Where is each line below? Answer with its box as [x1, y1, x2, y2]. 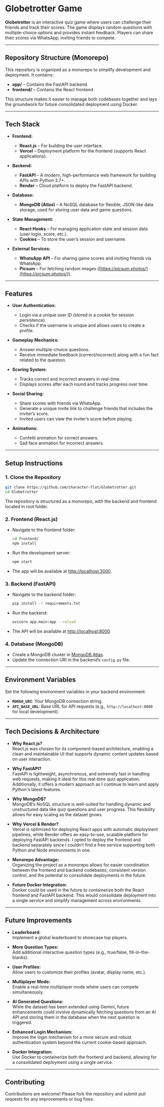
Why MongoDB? [12, 796, 46, 802]
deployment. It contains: [5, 72, 54, 77]
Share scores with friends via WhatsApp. [19, 400, 102, 406]
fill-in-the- [129, 949, 150, 955]
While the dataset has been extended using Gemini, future [12, 1004, 129, 1009]
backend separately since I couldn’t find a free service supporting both [12, 842, 155, 848]
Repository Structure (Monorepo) [5, 53, 109, 62]
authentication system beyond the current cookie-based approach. [12, 1039, 147, 1045]
